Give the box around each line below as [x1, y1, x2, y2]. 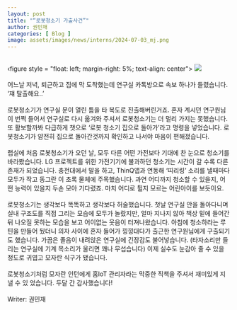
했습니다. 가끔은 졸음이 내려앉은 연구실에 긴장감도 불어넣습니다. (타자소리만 [14, 236, 221, 244]
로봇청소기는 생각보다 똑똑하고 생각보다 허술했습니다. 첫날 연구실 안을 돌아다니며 [7, 200, 229, 209]
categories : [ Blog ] [7, 30, 71, 38]
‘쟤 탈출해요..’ [7, 89, 45, 98]
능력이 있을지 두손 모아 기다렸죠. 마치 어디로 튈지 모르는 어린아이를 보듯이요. [14, 184, 224, 193]
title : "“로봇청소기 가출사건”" [7, 17, 90, 24]
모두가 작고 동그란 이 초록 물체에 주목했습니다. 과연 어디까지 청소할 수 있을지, [7, 175, 219, 184]
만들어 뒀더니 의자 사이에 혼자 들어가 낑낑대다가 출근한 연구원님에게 [20, 227, 206, 236]
